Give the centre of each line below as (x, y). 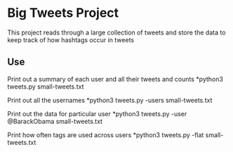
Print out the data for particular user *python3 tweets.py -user (97, 113)
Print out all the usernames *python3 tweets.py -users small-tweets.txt (110, 100)
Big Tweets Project (63, 13)
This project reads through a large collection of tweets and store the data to (116, 32)
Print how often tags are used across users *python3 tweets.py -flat (106, 134)
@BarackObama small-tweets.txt (55, 121)
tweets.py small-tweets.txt (46, 87)
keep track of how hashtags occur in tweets (71, 39)
